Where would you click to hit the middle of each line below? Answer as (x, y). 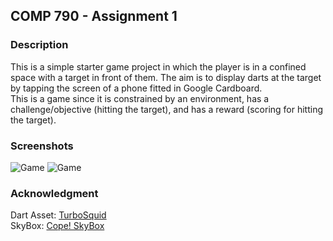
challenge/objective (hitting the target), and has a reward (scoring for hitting (167, 109)
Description (39, 45)
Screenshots (42, 146)
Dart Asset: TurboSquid (58, 215)
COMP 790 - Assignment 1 (94, 16)
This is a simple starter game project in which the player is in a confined (158, 66)
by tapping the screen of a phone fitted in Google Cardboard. (136, 88)
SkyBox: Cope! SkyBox (57, 226)
